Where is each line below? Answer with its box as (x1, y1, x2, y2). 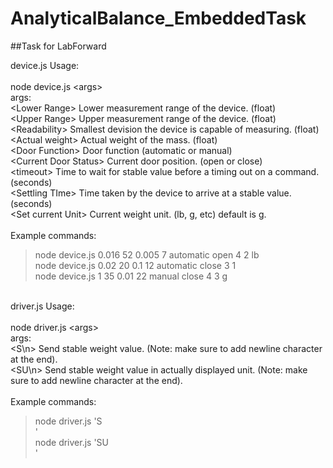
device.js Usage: (10, 59, 80, 71)
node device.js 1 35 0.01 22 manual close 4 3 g (34, 270, 228, 282)
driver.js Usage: (10, 300, 75, 312)
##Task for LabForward (10, 40, 107, 52)
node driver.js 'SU (34, 436, 110, 448)
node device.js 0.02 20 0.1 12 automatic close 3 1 (34, 259, 237, 271)
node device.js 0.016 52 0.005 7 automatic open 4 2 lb (34, 248, 260, 261)
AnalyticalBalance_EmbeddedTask (10, 7, 307, 30)
